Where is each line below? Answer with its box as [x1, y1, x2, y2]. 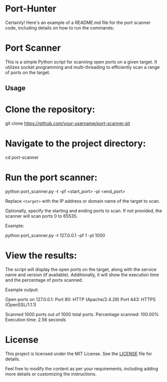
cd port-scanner [5, 154, 39, 160]
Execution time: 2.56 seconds [5, 317, 66, 323]
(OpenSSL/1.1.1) [5, 302, 36, 308]
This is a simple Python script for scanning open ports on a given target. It [5, 58, 158, 65]
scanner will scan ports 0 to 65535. [5, 213, 78, 219]
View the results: [5, 250, 77, 261]
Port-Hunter [5, 3, 56, 14]
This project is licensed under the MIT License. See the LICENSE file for [5, 351, 153, 357]
